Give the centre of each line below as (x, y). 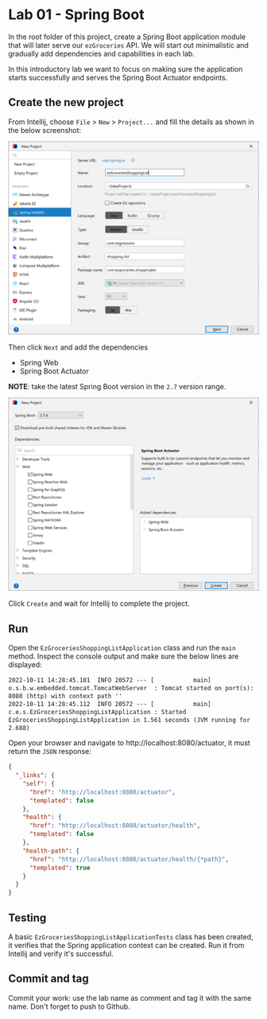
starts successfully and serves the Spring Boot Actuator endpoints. (118, 77)
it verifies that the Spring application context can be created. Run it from (126, 946)
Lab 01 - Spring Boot (76, 15)
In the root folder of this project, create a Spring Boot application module (127, 37)
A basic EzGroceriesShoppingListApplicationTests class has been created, (131, 937)
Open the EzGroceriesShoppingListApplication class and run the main (122, 648)
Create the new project (66, 102)
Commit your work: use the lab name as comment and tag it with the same (130, 998)
